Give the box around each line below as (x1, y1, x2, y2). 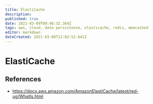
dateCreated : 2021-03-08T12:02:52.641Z (5, 35, 87, 40)
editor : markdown (5, 30, 41, 35)
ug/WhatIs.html (12, 93, 43, 99)
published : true (5, 16, 38, 21)
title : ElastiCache (5, 7, 45, 12)
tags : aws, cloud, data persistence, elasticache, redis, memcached (5, 26, 149, 30)
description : (5, 12, 32, 17)
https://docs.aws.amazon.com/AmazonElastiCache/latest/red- (12, 88, 139, 94)
